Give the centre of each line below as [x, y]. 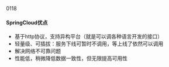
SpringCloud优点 [27, 22]
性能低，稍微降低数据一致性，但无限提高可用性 [71, 58]
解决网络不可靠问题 [38, 51]
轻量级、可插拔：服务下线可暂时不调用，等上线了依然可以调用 [89, 44]
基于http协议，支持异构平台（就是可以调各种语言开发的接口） [88, 37]
